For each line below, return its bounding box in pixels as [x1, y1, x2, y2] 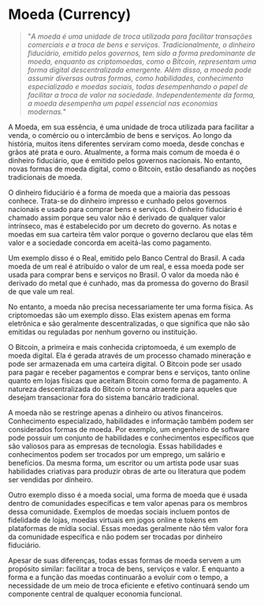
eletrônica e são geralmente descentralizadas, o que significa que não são [8, 318, 250, 328]
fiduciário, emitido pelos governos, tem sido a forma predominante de [27, 48, 256, 58]
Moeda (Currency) [8, 6, 132, 24]
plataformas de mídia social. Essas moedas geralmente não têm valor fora [8, 523, 248, 533]
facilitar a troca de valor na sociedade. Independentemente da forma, [27, 90, 256, 99]
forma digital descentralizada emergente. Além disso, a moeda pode [27, 65, 252, 74]
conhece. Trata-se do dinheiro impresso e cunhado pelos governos [8, 195, 227, 206]
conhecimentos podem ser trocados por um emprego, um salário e [8, 449, 226, 459]
